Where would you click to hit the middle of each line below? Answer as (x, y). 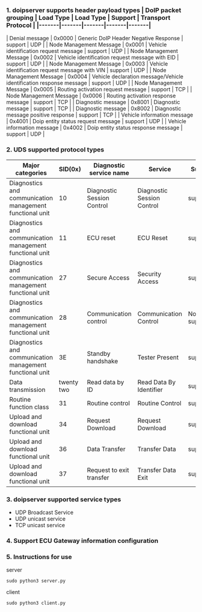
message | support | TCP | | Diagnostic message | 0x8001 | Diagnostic (93, 102)
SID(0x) (70, 169)
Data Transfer (106, 449)
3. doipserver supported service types (64, 499)
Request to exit (108, 470)
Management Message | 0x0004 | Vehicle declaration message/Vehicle (95, 77)
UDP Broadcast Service (44, 512)
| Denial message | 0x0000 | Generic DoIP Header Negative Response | (95, 38)
